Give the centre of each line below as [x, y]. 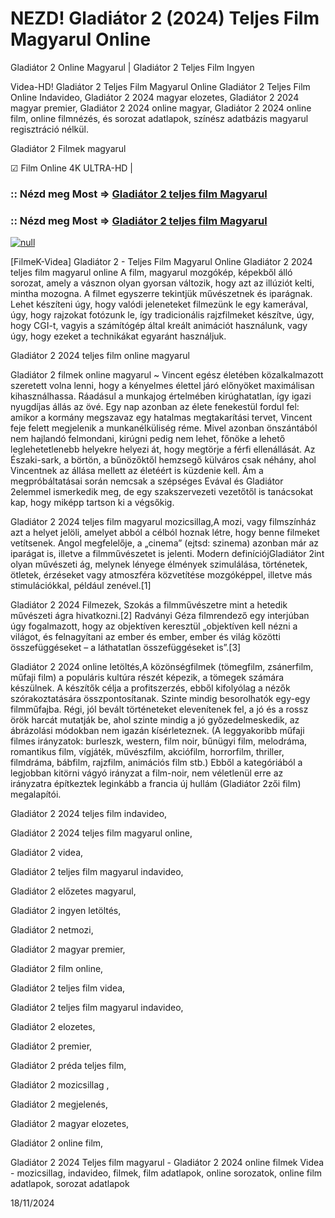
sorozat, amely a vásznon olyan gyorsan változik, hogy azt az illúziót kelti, [162, 283]
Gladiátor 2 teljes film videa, [68, 988]
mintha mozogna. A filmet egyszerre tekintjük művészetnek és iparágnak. [161, 294]
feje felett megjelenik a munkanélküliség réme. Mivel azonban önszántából [164, 428]
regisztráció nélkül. [49, 129]
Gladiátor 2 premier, [51, 1046]
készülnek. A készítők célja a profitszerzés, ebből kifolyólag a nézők [150, 688]
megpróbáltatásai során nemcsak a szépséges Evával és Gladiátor [147, 481]
